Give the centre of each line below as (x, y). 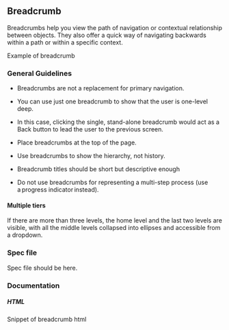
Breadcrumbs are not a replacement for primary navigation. (100, 88)
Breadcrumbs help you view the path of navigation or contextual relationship (115, 27)
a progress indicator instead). (58, 190)
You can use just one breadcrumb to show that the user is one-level (112, 101)
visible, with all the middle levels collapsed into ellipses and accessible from (114, 228)
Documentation (33, 285)
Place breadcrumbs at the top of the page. (77, 142)
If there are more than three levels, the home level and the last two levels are (114, 220)
